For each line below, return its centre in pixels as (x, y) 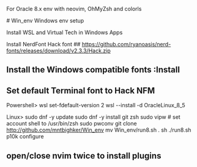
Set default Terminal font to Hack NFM (81, 91)
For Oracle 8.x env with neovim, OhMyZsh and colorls (74, 9)
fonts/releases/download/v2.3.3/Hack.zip (59, 51)
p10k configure (25, 137)
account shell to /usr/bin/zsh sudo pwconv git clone (72, 124)
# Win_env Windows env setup (45, 20)
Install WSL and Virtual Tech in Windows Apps (65, 32)
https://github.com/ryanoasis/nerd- (126, 44)
